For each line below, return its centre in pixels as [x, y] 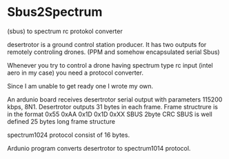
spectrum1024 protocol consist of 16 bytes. [68, 135]
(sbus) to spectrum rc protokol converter [65, 31]
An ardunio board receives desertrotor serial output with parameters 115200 [115, 99]
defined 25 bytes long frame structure [61, 121]
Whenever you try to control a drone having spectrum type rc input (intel [110, 65]
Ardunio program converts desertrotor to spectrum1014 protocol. [99, 148]
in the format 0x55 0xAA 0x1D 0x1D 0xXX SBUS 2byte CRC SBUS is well [110, 114]
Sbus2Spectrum [55, 12]
